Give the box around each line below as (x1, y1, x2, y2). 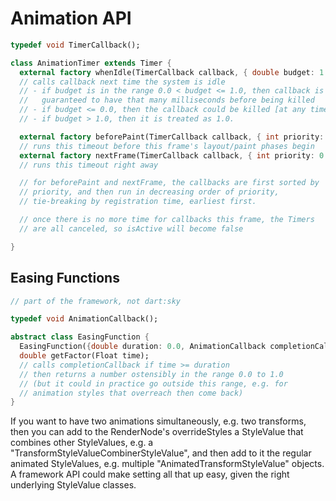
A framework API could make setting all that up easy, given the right (10, 468, 290, 481)
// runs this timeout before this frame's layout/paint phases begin (19, 141, 315, 151)
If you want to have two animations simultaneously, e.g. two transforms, (10, 415, 307, 427)
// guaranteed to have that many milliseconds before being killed (19, 95, 315, 106)
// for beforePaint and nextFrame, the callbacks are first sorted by (19, 178, 320, 188)
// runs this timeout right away (19, 160, 159, 170)
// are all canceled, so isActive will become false (19, 223, 244, 234)
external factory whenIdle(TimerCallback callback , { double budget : (19, 67, 315, 77)
